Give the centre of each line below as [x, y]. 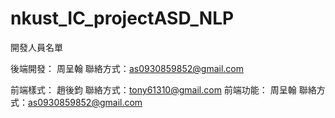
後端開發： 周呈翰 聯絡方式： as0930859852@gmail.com [127, 68]
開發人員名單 [36, 47]
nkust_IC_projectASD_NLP [122, 18]
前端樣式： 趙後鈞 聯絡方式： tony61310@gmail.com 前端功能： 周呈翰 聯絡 [163, 89]
